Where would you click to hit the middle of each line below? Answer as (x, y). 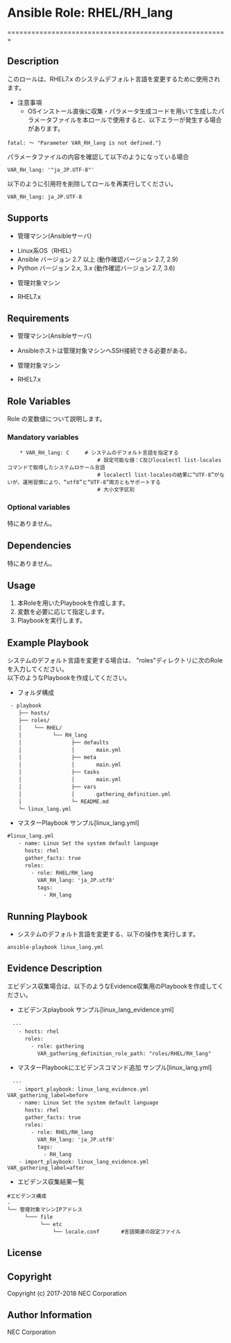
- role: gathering (58, 1046)
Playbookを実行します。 (52, 621)
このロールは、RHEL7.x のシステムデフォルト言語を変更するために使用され (114, 79)
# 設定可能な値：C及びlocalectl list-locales (159, 460)
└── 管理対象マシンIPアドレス (45, 1210)
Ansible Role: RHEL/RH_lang (90, 13)
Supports (28, 218)
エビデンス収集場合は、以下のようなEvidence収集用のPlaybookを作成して (112, 986)
